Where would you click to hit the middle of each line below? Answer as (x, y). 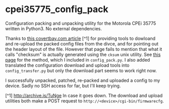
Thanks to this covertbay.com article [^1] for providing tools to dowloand (80, 38)
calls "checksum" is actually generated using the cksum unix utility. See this (83, 54)
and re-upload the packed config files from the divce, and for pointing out (82, 43)
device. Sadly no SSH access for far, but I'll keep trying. (63, 86)
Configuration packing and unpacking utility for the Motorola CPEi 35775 (81, 23)
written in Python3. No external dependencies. (54, 28)
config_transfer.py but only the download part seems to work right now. (81, 70)
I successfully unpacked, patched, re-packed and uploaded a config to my (83, 80)
